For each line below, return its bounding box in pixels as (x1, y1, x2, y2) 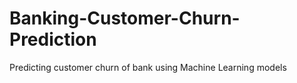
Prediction (9, 28, 97, 51)
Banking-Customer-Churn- (9, 7, 241, 30)
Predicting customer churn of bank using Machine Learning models (9, 61, 287, 73)
